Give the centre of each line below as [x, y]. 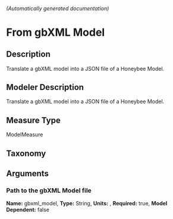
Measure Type [33, 120]
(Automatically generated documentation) [58, 8]
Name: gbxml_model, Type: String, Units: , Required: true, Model [87, 204]
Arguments [28, 173]
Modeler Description [45, 87]
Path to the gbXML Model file [49, 190]
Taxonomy [26, 153]
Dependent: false [28, 210]
